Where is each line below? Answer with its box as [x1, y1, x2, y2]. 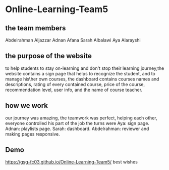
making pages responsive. [5, 131, 61, 137]
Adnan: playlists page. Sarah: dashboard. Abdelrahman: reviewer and [5, 125, 149, 132]
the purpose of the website [5, 52, 92, 60]
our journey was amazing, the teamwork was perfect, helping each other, [5, 115, 157, 121]
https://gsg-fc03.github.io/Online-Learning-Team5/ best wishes [5, 159, 138, 165]
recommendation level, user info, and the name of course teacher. [5, 87, 143, 93]
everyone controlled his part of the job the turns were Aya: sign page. [5, 120, 150, 126]
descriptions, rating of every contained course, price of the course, [5, 81, 145, 87]
